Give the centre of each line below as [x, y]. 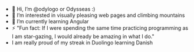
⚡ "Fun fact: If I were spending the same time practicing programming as [100, 28]
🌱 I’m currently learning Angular [50, 21]
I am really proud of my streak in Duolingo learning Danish [82, 43]
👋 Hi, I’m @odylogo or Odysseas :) [53, 9]
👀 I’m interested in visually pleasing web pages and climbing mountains [98, 15]
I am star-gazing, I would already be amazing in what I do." [83, 36]
